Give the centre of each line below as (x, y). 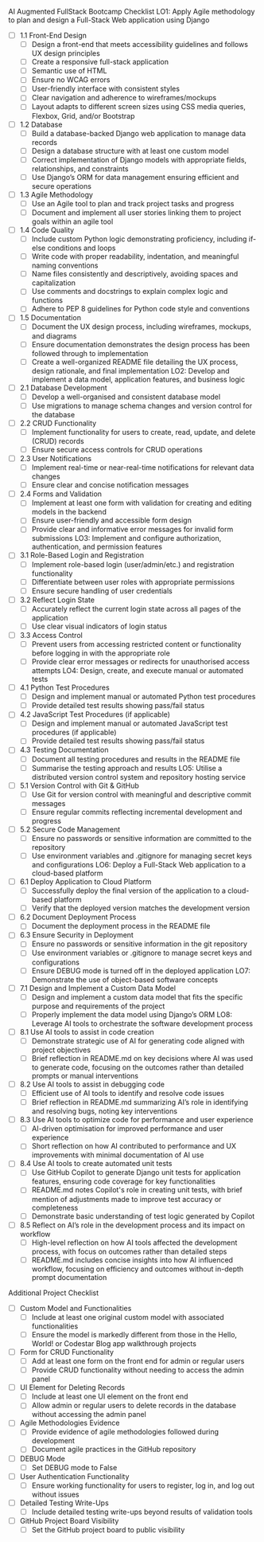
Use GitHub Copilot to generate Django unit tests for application (136, 1172)
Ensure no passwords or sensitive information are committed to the (142, 838)
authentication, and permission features (97, 547)
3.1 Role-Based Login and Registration (82, 555)
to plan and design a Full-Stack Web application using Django (109, 20)
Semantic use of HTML (69, 71)
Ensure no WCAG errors (71, 80)
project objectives (61, 1050)
